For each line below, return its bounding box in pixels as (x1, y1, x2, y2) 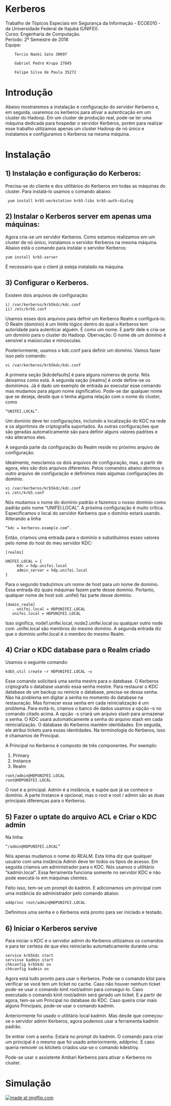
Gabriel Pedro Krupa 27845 (14, 61, 72, 66)
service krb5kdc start (5, 953, 54, 958)
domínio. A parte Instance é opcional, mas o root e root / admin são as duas (5, 792, 165, 798)
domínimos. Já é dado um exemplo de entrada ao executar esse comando (5, 383, 161, 389)
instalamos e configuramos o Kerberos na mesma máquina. (5, 131, 130, 137)
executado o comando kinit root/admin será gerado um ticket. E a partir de (5, 992, 162, 998)
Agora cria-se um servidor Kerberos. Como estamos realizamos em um (5, 234, 156, 240)
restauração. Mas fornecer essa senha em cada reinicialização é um (5, 700, 149, 706)
